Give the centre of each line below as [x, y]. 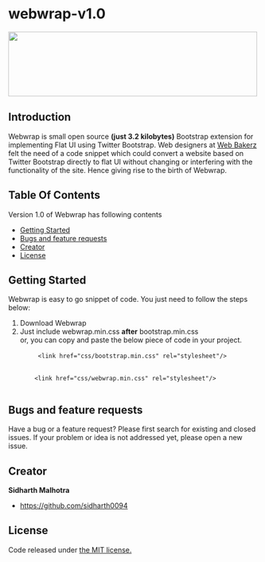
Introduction [40, 117]
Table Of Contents [55, 195]
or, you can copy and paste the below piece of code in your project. [131, 340]
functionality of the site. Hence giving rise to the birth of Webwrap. [118, 170]
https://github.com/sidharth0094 [74, 505]
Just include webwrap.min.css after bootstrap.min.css [109, 332]
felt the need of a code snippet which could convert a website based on [126, 153]
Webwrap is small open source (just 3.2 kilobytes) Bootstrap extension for [131, 136]
